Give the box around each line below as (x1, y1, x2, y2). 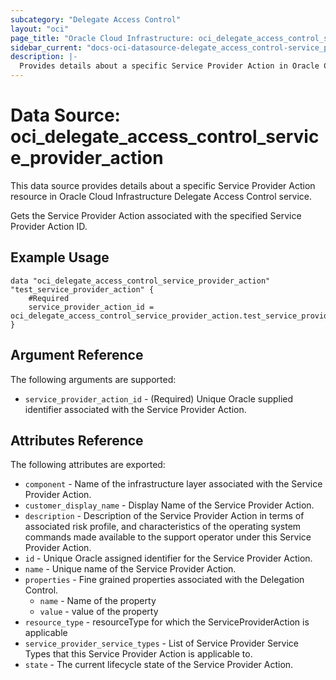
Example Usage (10, 249, 110, 266)
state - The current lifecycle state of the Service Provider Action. (24, 659, 294, 671)
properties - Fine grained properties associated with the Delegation (24, 574, 305, 586)
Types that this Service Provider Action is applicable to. (24, 648, 253, 660)
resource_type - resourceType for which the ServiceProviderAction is (24, 616, 310, 628)
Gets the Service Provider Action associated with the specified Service (10, 209, 302, 221)
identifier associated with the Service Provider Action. (24, 403, 247, 415)
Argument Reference (10, 347, 144, 364)
